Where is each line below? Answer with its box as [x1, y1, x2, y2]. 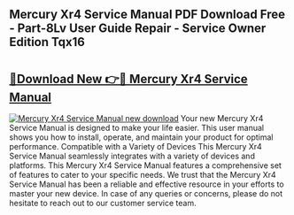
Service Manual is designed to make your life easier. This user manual [9, 123, 264, 133]
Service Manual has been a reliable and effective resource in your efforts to [9, 179, 285, 189]
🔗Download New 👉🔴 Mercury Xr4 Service [9, 71, 248, 87]
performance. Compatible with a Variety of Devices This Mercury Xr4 [9, 142, 263, 151]
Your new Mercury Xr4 [180, 113, 264, 123]
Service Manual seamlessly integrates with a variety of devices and [9, 150, 255, 161]
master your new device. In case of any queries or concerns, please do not [9, 188, 283, 198]
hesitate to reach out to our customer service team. [9, 198, 197, 208]
